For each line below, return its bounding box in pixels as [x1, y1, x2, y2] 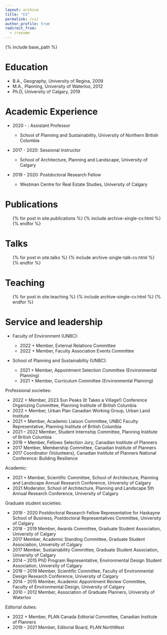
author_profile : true [5, 21, 50, 26]
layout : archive [5, 7, 39, 12]
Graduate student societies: [5, 500, 62, 506]
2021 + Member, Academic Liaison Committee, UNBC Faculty [12, 418, 138, 424]
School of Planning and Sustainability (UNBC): [12, 357, 107, 364]
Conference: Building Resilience [12, 455, 78, 461]
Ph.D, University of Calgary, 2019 [12, 88, 81, 95]
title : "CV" [5, 12, 30, 17]
